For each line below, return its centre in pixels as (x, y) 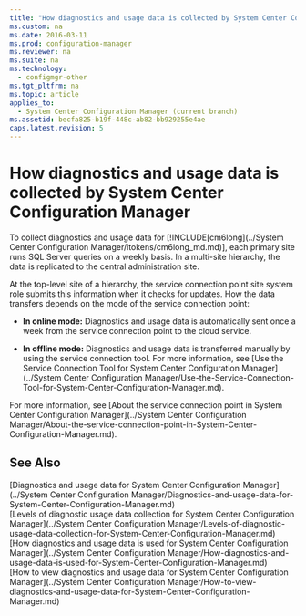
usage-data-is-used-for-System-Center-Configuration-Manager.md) (138, 562)
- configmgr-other (53, 78)
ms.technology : (38, 69)
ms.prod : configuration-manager (71, 43)
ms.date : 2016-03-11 (49, 35)
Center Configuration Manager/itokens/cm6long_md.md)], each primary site (153, 246)
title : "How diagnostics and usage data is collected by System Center (148, 18)
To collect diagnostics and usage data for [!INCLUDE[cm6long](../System (147, 237)
